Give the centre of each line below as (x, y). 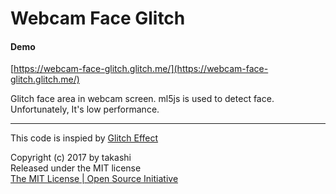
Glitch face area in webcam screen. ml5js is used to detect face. (142, 99)
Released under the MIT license (76, 168)
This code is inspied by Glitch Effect (84, 138)
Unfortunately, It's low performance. (85, 109)
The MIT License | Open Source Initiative (94, 179)
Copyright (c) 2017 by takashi (71, 158)
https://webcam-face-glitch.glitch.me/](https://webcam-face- (141, 69)
